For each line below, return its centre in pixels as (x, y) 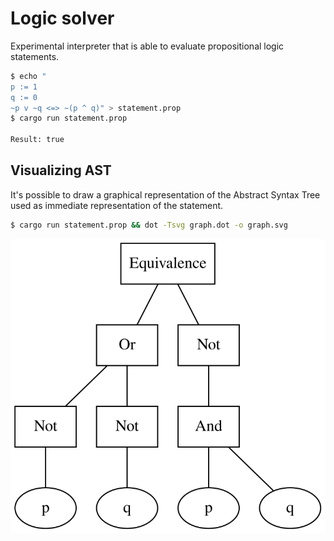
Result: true (37, 140)
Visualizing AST (61, 170)
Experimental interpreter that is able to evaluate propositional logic (147, 46)
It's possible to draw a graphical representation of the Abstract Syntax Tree (165, 194)
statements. (35, 56)
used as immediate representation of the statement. (117, 205)
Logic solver (62, 18)
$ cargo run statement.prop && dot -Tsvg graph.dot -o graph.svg (149, 225)
